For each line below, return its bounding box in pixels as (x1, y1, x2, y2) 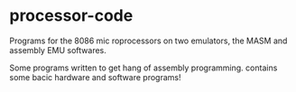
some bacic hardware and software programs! (9, 71, 182, 82)
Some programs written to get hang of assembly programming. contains (9, 62, 278, 73)
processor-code (9, 5, 134, 26)
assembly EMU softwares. (9, 44, 106, 55)
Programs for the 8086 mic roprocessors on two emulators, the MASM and (9, 35, 288, 46)
